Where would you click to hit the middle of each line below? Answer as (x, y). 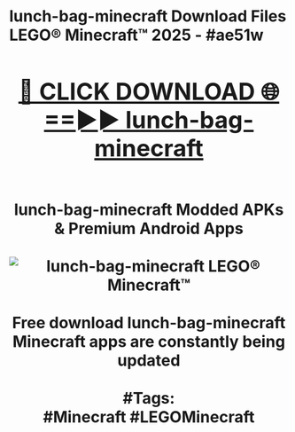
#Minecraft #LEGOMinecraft (149, 416)
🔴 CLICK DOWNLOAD (136, 91)
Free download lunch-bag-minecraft (149, 322)
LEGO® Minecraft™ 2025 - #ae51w (136, 35)
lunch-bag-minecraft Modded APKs (149, 209)
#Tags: (149, 398)
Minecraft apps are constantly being (149, 341)
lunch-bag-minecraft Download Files (148, 16)
